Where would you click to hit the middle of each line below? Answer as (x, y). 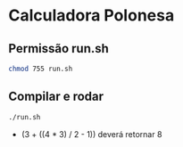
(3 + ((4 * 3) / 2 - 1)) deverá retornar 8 (91, 134)
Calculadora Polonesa (91, 16)
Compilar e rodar (56, 97)
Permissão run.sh (58, 49)
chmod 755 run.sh (41, 69)
